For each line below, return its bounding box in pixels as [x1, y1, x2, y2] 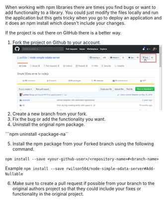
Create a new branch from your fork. [12, 111, 87, 117]
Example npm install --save [5, 165, 65, 171]
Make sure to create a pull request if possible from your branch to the [12, 180, 155, 186]
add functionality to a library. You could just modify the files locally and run [5, 9, 159, 15]
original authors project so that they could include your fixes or [12, 186, 142, 192]
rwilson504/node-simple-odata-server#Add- [66, 166, 156, 171]
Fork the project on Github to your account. [12, 39, 101, 45]
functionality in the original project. [12, 191, 84, 197]
